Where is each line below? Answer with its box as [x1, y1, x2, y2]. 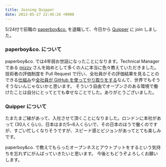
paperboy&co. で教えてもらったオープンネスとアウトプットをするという [5, 145, 153, 151]
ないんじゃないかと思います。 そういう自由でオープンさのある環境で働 [13, 83, 158, 89]
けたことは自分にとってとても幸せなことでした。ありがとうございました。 [5, 89, 157, 95]
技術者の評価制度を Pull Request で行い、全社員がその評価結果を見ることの [5, 71, 160, 77]
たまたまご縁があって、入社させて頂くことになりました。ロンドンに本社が [5, 115, 157, 121]
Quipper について [5, 103, 47, 110]
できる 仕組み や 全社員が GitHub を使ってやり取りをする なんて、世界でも [5, 77, 152, 83]
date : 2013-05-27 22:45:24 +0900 [5, 12, 75, 17]
